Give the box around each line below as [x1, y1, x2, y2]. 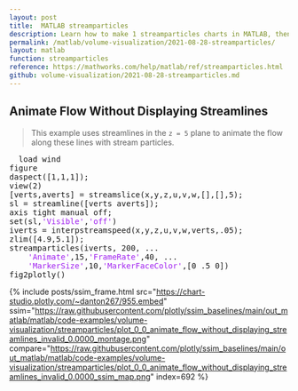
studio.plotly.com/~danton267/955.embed [9, 295, 164, 307]
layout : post [9, 12, 58, 22]
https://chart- [156, 286, 206, 297]
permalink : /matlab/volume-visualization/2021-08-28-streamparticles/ [9, 37, 276, 47]
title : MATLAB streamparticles [9, 21, 129, 30]
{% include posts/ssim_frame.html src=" [9, 286, 157, 297]
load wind [18, 154, 61, 164]
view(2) [9, 180, 43, 191]
